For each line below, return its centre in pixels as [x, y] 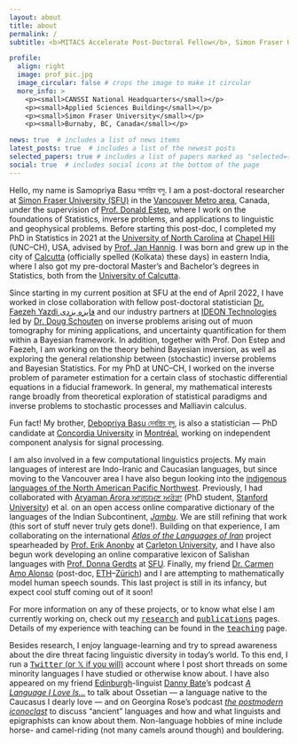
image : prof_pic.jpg [55, 75]
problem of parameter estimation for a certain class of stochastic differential [149, 377]
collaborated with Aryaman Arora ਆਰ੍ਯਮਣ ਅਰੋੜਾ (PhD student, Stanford [139, 497]
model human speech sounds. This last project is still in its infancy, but [138, 583]
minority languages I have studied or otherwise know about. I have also [139, 673]
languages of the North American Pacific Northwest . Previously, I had [136, 488]
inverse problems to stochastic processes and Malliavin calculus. [128, 405]
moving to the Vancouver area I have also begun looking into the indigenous [148, 478]
